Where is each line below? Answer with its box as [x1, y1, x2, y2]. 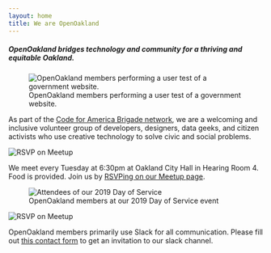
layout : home [8, 11, 53, 20]
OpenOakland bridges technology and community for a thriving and [8, 44, 243, 54]
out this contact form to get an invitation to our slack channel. [8, 236, 214, 246]
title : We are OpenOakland [8, 19, 100, 27]
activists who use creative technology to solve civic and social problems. [8, 132, 252, 141]
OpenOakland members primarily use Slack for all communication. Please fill [8, 227, 263, 237]
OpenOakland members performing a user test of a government [28, 91, 241, 100]
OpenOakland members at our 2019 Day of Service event [28, 196, 219, 206]
